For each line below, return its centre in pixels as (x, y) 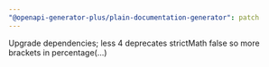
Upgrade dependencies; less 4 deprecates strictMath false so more (134, 43)
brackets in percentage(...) (58, 52)
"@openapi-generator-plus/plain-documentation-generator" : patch (134, 17)
